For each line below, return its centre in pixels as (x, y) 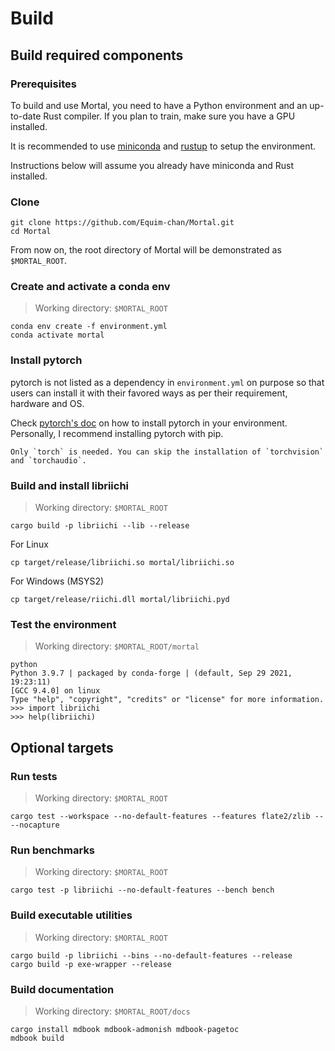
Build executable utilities (71, 915)
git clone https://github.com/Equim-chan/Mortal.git (122, 223)
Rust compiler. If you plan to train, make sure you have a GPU (169, 116)
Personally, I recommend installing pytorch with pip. (117, 433)
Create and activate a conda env (90, 287)
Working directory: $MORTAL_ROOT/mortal (117, 646)
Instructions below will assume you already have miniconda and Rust (152, 165)
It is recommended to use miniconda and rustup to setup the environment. (163, 146)
